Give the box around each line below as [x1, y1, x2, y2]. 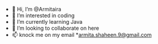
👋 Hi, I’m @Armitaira [11, 6, 61, 12]
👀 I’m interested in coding [11, 12, 75, 19]
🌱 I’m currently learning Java [11, 18, 83, 25]
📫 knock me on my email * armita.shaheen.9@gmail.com [11, 32, 152, 38]
